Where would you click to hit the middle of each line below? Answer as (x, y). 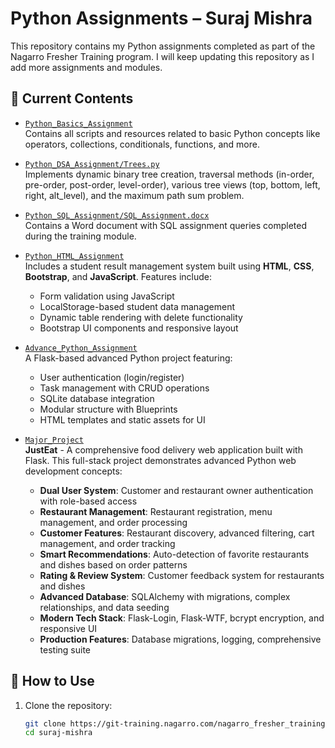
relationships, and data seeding (104, 607)
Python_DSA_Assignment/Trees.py (92, 164)
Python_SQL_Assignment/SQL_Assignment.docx (117, 215)
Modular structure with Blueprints (108, 409)
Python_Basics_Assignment (78, 123)
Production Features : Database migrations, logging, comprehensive (180, 639)
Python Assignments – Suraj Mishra (161, 18)
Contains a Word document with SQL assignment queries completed (166, 225)
